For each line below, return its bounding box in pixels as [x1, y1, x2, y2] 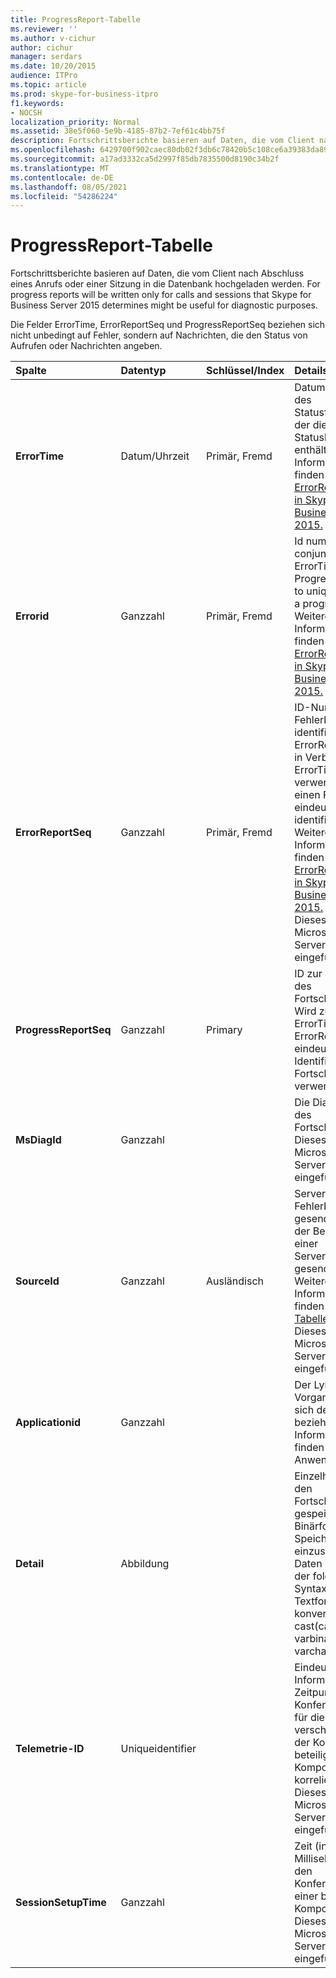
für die [294, 1711, 325, 1725]
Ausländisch [206, 1274, 265, 1288]
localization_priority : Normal [10, 117, 141, 127]
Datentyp [120, 364, 167, 378]
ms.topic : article [10, 80, 87, 90]
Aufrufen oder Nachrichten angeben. [10, 340, 163, 352]
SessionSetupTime [15, 1896, 107, 1910]
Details [294, 364, 329, 378]
